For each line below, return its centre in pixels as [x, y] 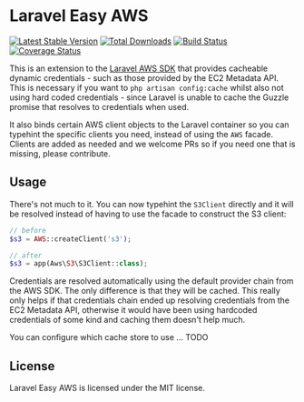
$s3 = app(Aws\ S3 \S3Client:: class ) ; [78, 264]
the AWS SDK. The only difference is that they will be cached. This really [145, 291]
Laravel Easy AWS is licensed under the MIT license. [108, 388]
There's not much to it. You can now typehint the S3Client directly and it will [152, 204]
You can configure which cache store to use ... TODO [109, 337]
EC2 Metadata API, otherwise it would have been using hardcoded [133, 310]
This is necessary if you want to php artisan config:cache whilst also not [147, 87]
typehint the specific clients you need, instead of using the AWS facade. [142, 134]
